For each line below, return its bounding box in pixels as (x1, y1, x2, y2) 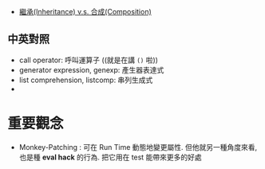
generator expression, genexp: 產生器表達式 (18, 65, 164, 74)
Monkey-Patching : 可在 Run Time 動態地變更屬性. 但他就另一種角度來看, (18, 142, 258, 151)
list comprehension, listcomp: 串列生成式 (18, 75, 153, 84)
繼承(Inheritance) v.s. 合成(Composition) (18, 7, 152, 16)
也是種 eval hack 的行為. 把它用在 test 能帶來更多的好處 (18, 152, 202, 162)
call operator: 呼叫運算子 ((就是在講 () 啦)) (18, 55, 159, 65)
